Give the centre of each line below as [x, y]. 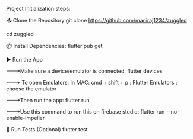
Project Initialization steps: [38, 9]
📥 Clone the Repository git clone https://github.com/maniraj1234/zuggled [96, 20]
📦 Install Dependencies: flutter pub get [54, 46]
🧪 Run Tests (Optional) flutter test [47, 129]
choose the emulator [31, 89]
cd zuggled [20, 34]
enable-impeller [26, 118]
